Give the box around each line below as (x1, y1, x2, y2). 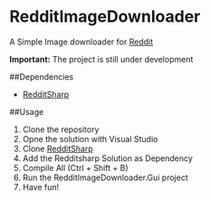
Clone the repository (22, 124, 100, 135)
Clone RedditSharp (22, 143, 93, 154)
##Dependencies (9, 71, 74, 82)
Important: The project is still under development (9, 53, 194, 64)
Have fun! (22, 181, 60, 192)
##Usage (9, 106, 44, 117)
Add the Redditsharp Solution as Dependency (22, 152, 193, 164)
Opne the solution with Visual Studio (22, 133, 158, 144)
